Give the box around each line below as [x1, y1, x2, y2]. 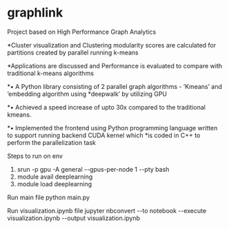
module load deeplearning [17, 179, 92, 188]
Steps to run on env [7, 152, 63, 160]
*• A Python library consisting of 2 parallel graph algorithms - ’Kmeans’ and [7, 82, 223, 90]
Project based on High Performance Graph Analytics [7, 28, 157, 36]
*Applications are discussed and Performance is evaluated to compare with [7, 61, 223, 70]
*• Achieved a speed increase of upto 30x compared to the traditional [7, 103, 206, 111]
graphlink [7, 5, 63, 21]
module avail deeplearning [17, 172, 93, 181]
